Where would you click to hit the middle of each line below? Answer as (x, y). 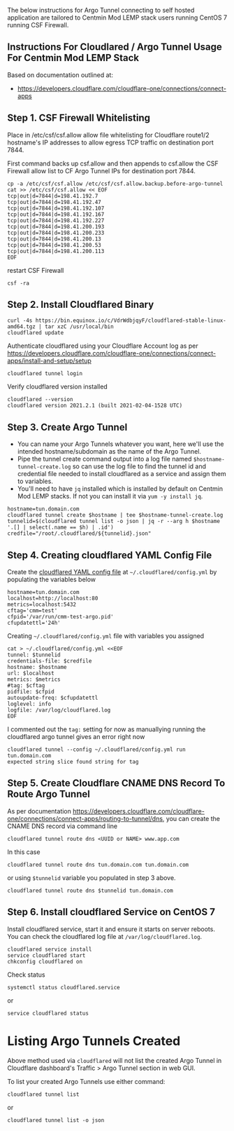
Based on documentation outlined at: (60, 75)
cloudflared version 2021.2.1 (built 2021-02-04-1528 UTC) (95, 406)
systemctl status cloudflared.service (64, 987)
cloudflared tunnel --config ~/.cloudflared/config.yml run (97, 750)
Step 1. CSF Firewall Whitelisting (79, 118)
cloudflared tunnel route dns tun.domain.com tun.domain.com (98, 865)
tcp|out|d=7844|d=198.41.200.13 (54, 239)
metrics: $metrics (34, 679)
